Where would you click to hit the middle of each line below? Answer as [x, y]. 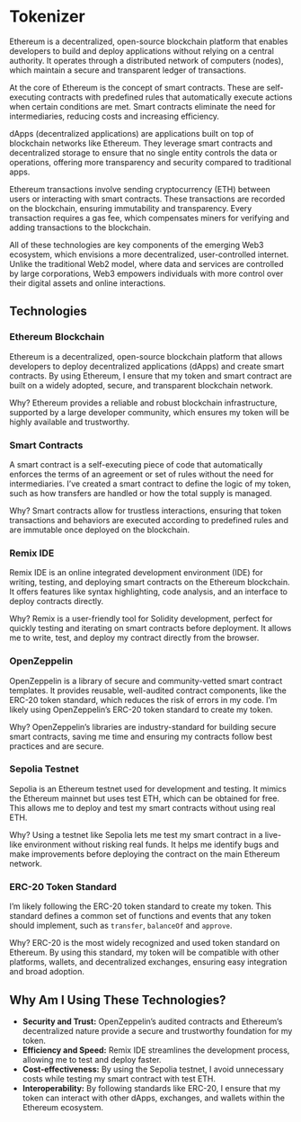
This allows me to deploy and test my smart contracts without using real [142, 807]
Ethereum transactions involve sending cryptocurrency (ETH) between [140, 189]
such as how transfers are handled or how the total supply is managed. [141, 493]
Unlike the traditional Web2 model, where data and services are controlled [146, 263]
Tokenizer [47, 17]
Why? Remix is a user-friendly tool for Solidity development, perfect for [141, 619]
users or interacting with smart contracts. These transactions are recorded [147, 199]
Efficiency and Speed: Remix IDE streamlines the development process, [156, 1050]
